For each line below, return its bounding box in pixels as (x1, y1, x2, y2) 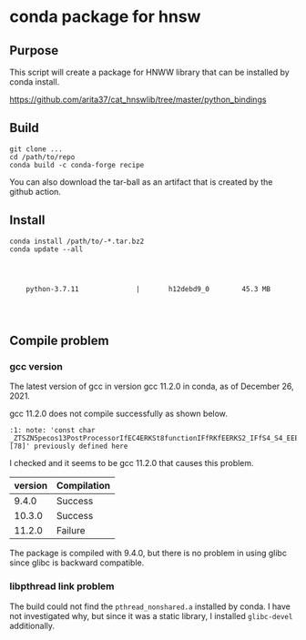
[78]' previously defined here (9, 442, 128, 452)
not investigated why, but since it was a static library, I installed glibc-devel (9, 610, 293, 621)
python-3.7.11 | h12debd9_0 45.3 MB (25, 284, 271, 293)
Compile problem (9, 333, 109, 349)
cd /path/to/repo (9, 152, 76, 161)
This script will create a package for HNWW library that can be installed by (9, 66, 290, 77)
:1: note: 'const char (9, 426, 96, 435)
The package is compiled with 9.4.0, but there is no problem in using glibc (9, 548, 287, 559)
